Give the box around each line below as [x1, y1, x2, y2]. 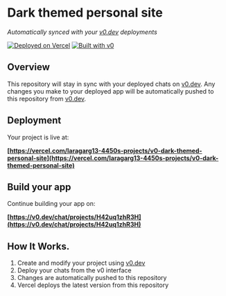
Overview [7, 61, 51, 73]
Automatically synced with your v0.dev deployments [7, 28, 157, 36]
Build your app [7, 181, 71, 193]
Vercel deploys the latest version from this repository [17, 281, 169, 289]
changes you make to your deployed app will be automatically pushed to [7, 87, 214, 95]
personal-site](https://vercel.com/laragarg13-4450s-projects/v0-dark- [7, 154, 219, 162]
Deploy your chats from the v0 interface [17, 266, 132, 275]
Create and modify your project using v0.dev [17, 259, 146, 268]
